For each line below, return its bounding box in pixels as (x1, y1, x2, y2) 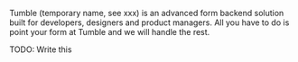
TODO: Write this (9, 44, 72, 55)
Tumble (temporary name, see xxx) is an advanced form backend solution (9, 8, 284, 18)
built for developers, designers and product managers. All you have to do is (9, 17, 290, 28)
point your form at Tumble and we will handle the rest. (9, 27, 210, 37)
